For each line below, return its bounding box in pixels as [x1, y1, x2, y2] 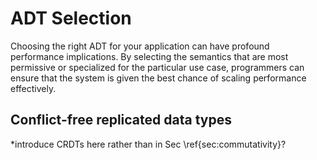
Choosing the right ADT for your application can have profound [10, 40, 270, 52]
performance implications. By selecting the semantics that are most [10, 50, 289, 62]
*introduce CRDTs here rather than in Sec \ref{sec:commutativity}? [10, 138, 287, 150]
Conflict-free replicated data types [10, 112, 232, 129]
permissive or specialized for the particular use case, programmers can [10, 61, 305, 73]
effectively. [10, 82, 57, 94]
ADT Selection [10, 7, 132, 30]
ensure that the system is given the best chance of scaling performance [10, 72, 307, 84]
